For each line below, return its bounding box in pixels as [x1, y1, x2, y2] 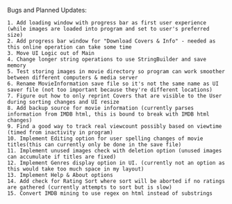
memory [7, 62, 26, 69]
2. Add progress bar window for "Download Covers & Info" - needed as [7, 38, 216, 45]
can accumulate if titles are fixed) [7, 153, 117, 160]
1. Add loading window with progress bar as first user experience [7, 19, 207, 26]
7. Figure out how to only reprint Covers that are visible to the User [7, 93, 222, 100]
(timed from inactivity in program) [7, 129, 113, 136]
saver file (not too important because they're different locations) [7, 86, 213, 93]
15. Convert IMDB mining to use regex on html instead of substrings [7, 190, 213, 197]
